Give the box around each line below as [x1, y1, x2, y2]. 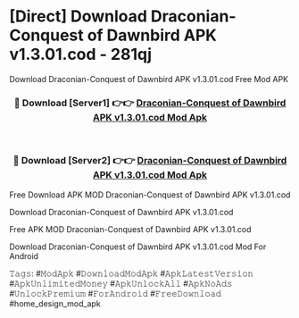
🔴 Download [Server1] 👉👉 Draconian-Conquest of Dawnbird [13, 96, 287, 109]
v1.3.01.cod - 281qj [9, 45, 152, 64]
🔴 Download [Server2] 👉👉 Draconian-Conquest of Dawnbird [12, 155, 287, 167]
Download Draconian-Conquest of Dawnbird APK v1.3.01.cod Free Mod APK [9, 73, 289, 84]
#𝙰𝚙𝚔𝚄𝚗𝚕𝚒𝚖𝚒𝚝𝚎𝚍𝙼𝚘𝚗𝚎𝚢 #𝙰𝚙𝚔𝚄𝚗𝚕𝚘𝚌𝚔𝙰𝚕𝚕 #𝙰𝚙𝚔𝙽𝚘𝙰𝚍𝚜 [9, 278, 233, 289]
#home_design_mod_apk [9, 297, 101, 309]
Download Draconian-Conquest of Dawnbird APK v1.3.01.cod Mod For [9, 241, 267, 252]
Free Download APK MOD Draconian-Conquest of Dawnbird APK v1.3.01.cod [9, 189, 291, 200]
